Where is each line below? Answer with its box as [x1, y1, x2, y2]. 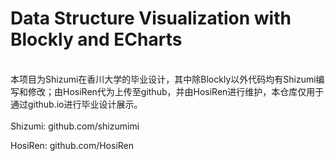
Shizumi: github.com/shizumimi [10, 120, 140, 132]
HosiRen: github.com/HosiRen [10, 139, 135, 151]
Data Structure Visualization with [10, 7, 292, 30]
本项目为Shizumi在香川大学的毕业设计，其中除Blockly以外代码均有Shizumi [10, 73, 317, 85]
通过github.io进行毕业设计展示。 [10, 98, 143, 110]
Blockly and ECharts [10, 28, 183, 51]
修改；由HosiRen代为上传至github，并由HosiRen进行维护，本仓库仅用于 [27, 85, 325, 97]
